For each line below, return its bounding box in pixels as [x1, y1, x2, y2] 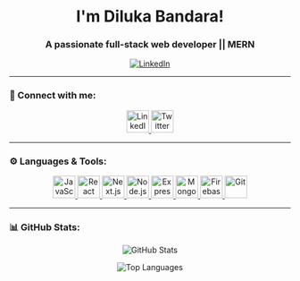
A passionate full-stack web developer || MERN [45, 38, 255, 51]
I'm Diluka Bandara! [75, 6, 225, 27]
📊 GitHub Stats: [9, 221, 80, 234]
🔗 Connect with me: [9, 89, 96, 102]
